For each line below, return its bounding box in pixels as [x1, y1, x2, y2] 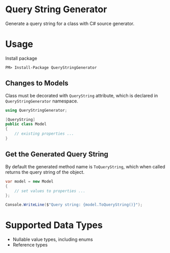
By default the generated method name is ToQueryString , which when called [5, 163, 165, 169]
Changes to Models [5, 79, 69, 88]
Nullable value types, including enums [12, 236, 93, 243]
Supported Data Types [5, 219, 103, 231]
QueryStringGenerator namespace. [5, 98, 78, 104]
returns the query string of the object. [5, 169, 85, 175]
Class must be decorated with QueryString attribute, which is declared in [5, 92, 158, 98]
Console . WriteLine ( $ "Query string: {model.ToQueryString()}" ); [5, 203, 143, 208]
